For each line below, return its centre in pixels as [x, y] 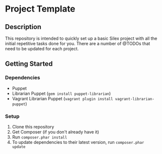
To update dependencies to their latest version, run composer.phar [78, 142]
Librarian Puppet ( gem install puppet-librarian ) [61, 93]
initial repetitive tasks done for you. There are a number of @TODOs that [78, 44]
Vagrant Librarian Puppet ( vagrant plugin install [63, 98]
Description [23, 27]
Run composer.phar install [39, 137]
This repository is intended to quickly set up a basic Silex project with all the [81, 38]
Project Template [40, 9]
